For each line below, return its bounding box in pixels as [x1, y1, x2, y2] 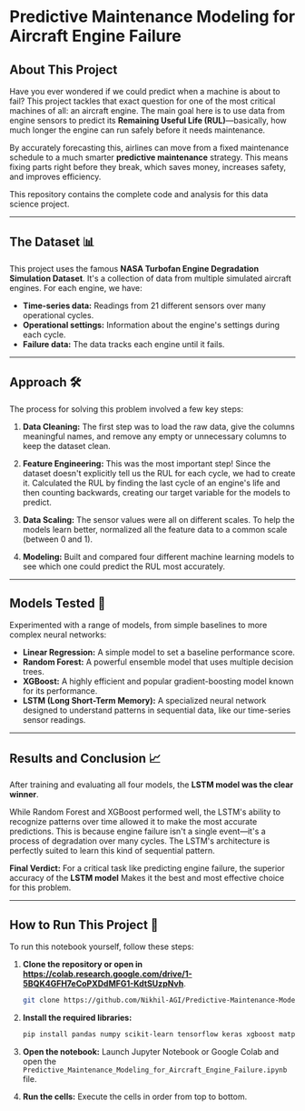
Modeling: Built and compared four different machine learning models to [22, 551, 295, 562]
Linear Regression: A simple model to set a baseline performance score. [22, 647, 295, 658]
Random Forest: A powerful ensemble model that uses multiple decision [22, 656, 294, 667]
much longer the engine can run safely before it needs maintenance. [9, 125, 266, 135]
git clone [22, 996, 61, 1006]
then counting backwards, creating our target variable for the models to [22, 486, 290, 497]
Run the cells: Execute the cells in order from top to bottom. [22, 1091, 248, 1102]
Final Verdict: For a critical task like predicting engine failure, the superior [9, 863, 285, 874]
